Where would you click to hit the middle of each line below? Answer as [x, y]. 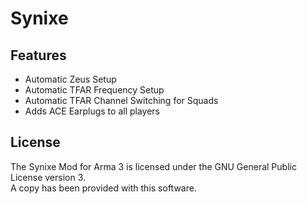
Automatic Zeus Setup [70, 79]
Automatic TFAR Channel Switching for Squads [121, 100]
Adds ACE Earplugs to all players [92, 111]
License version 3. [48, 177]
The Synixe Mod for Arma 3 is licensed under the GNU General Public [153, 166]
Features [38, 55]
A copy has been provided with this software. [103, 188]
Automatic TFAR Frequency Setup [94, 90]
